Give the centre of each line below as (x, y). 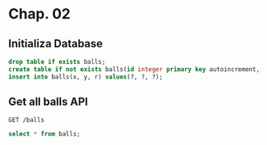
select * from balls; (44, 134)
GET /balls (26, 120)
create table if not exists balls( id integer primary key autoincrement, (134, 69)
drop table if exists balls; (57, 62)
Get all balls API (48, 102)
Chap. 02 (39, 14)
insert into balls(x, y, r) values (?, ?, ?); (85, 77)
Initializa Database (56, 44)
